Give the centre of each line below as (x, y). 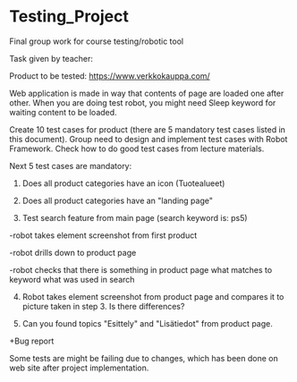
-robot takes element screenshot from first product (103, 235)
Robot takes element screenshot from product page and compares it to (153, 296)
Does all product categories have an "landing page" (117, 200)
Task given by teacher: (51, 58)
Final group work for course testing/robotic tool (97, 41)
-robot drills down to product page (73, 252)
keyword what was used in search (72, 279)
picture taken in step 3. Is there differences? (103, 306)
